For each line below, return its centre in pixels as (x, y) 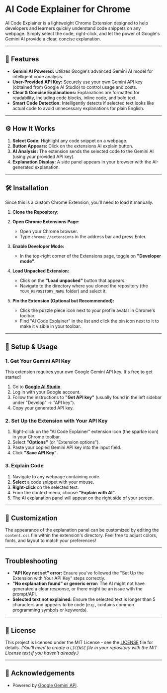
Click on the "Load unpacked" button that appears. (73, 280)
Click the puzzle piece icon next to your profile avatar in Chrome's (87, 310)
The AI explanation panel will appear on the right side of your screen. (83, 498)
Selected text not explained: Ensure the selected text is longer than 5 (84, 599)
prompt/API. (25, 594)
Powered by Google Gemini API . (45, 685)
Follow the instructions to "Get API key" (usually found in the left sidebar (87, 398)
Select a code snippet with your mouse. (53, 482)
